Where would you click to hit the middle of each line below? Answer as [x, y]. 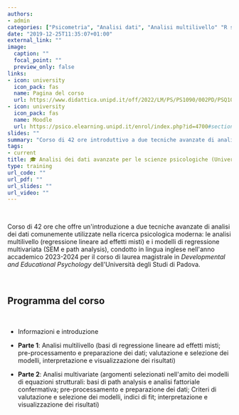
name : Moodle [33, 120]
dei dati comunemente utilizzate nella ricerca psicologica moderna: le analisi [119, 234]
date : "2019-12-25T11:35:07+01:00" [60, 34]
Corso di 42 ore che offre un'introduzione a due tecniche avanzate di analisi [119, 227]
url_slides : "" [30, 186]
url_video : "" [28, 193]
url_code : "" [27, 173]
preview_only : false [44, 67]
